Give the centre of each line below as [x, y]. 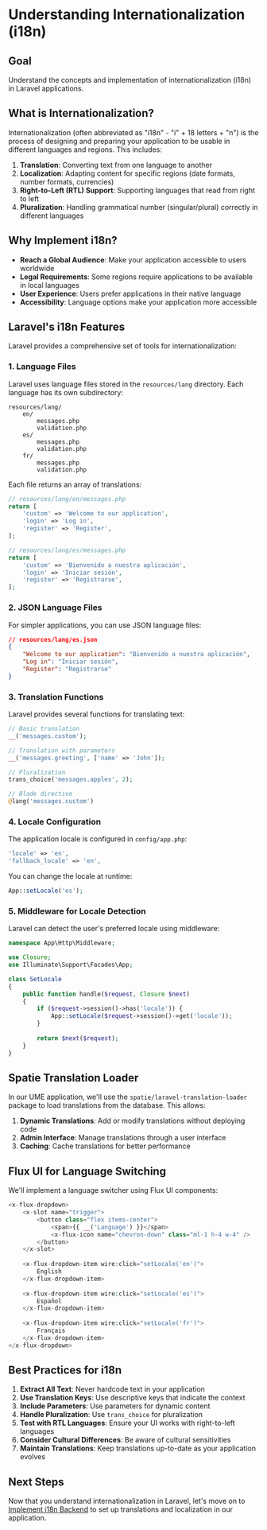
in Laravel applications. [46, 88]
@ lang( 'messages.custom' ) [51, 802]
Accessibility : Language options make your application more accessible [138, 302]
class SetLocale [35, 979]
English [49, 1272]
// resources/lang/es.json [53, 639]
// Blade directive [41, 794]
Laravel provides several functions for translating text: [97, 714]
